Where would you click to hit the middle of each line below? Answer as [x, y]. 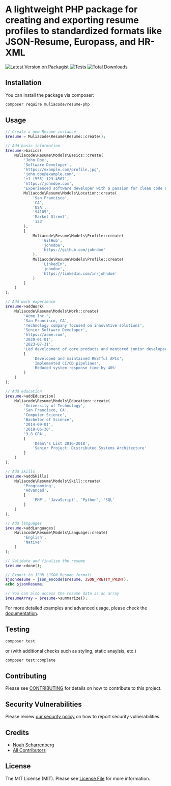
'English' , [35, 538]
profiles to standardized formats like [83, 31]
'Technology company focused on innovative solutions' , [84, 325]
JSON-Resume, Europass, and [71, 42]
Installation [23, 83]
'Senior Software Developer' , [55, 330]
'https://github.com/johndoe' [74, 250]
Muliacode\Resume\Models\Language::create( [61, 533]
